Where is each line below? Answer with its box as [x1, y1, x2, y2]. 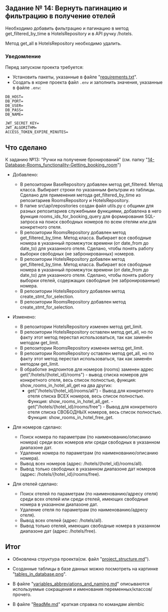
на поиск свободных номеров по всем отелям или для [39, 219, 156, 225]
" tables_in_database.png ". [12, 571, 67, 577]
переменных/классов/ [104, 586, 153, 592]
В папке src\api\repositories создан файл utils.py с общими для [20, 202, 154, 209]
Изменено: [12, 314, 36, 320]
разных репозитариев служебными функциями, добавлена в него [20, 208, 161, 214]
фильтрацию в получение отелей [5, 12, 115, 21]
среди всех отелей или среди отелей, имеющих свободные [20, 496, 149, 502]
